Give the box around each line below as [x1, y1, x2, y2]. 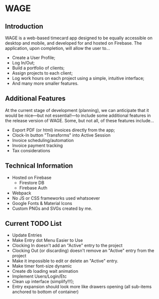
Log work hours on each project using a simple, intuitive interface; [12, 76, 144, 81]
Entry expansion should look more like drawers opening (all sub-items [12, 284, 152, 290]
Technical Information [5, 162, 73, 170]
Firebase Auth [19, 185, 48, 190]
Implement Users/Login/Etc [12, 273, 67, 279]
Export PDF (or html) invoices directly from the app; [12, 127, 115, 133]
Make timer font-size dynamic [12, 263, 72, 269]
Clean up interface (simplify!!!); [12, 279, 74, 284]
